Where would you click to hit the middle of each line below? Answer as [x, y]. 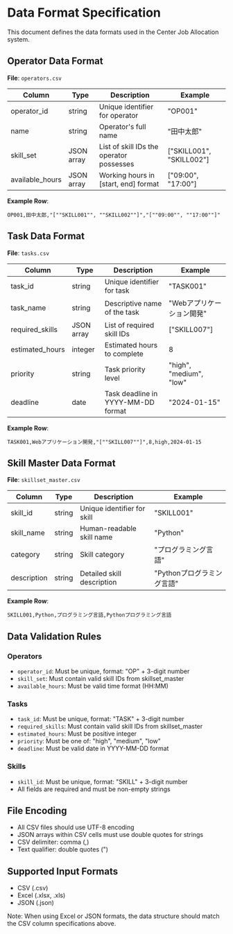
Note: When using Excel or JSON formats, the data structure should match [113, 916]
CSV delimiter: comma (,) [53, 842]
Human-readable [108, 528]
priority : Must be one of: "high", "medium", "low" [89, 741]
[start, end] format [129, 184]
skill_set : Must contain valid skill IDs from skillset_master [101, 679]
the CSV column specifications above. [62, 924]
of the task [122, 312]
